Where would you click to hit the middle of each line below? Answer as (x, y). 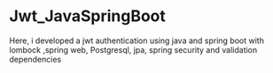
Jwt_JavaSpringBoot (88, 16)
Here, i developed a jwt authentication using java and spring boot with (136, 40)
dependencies (35, 59)
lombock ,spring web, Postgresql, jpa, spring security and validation (133, 49)
